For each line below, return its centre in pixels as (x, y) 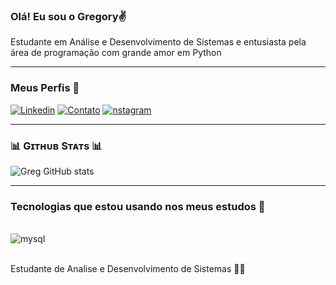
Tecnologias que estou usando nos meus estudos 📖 (138, 206)
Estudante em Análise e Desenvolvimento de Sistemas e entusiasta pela (158, 42)
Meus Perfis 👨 (45, 88)
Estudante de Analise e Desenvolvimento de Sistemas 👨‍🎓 (128, 269)
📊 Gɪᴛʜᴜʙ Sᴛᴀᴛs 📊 (56, 146)
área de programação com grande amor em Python (116, 53)
